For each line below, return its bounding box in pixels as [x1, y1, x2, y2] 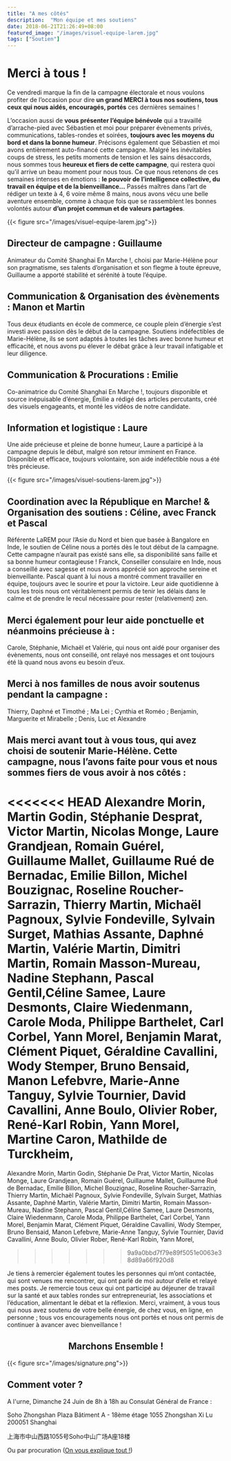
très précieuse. [7, 462, 50, 471]
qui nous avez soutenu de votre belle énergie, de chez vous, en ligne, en [7, 1306, 213, 1315]
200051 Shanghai [7, 1418, 57, 1426]
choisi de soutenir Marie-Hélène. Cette [7, 745, 178, 757]
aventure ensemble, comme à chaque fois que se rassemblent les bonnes [7, 197, 217, 206]
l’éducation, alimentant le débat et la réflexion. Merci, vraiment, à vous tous [7, 1299, 221, 1307]
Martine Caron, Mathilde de [7, 1132, 168, 1148]
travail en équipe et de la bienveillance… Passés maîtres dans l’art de [7, 182, 207, 190]
